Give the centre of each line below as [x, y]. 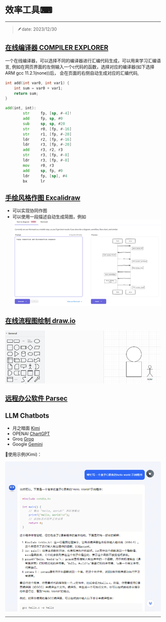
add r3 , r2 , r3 [43, 150]
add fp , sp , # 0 [43, 119]
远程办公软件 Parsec [36, 399]
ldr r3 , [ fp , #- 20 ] [47, 145]
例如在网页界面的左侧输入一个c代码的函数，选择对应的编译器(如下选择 [83, 67]
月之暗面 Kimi [26, 428]
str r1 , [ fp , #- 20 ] [47, 134]
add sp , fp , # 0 [43, 171]
